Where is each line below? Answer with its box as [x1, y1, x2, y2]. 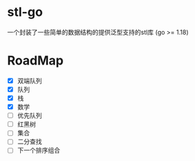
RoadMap [7, 53, 64, 69]
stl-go [7, 4, 43, 20]
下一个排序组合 [17, 146, 60, 155]
